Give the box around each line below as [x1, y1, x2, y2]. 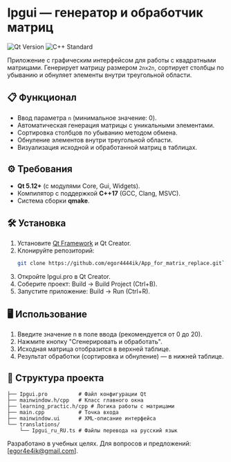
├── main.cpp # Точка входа [7, 409, 119, 416]
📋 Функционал [7, 92, 77, 103]
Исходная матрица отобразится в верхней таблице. [17, 345, 171, 353]
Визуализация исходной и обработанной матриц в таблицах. [17, 143, 198, 151]
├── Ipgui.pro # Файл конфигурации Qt [7, 391, 147, 397]
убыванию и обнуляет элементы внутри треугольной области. [7, 71, 192, 79]
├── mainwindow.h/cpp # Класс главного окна [7, 397, 144, 404]
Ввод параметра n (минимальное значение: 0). [17, 113, 157, 122]
